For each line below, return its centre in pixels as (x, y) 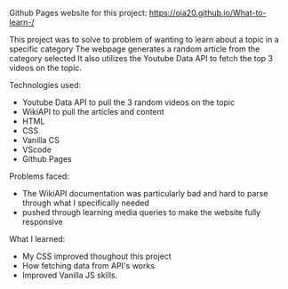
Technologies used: (45, 85)
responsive (43, 222)
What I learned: (37, 239)
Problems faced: (39, 176)
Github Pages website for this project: (78, 13)
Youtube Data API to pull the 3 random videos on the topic (128, 102)
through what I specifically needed (85, 203)
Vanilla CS (41, 140)
